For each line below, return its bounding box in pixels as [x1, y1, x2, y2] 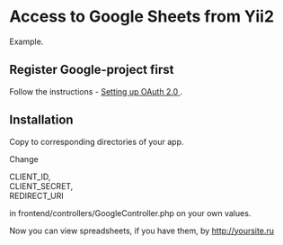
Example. [9, 36, 44, 47]
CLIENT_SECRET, [9, 180, 74, 191]
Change [9, 153, 39, 164]
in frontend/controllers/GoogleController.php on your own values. [9, 207, 252, 218]
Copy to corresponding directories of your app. [9, 136, 184, 147]
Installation [9, 113, 74, 128]
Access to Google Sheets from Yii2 [9, 6, 275, 27]
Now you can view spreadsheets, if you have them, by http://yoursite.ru [9, 225, 274, 236]
